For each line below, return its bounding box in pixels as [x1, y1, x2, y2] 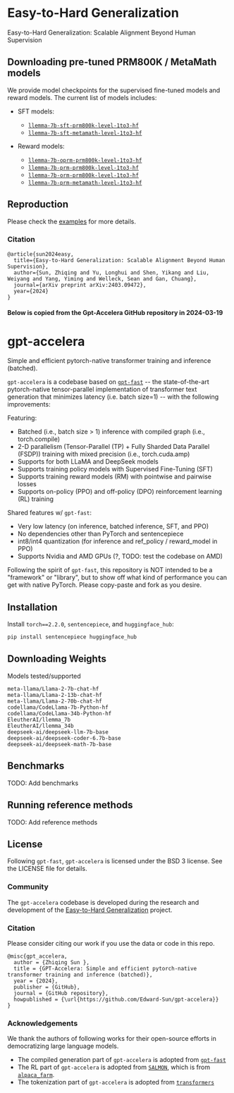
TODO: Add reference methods [7, 817, 98, 826]
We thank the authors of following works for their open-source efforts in [7, 1035, 217, 1043]
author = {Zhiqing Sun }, [13, 958, 90, 966]
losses [17, 480, 37, 488]
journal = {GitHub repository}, [13, 989, 109, 996]
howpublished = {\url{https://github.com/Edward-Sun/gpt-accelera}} [13, 996, 219, 1003]
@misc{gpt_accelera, [7, 953, 68, 960]
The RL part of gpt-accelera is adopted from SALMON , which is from [17, 1063, 210, 1072]
